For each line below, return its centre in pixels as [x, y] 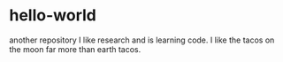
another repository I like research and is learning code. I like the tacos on [142, 40]
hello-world [53, 15]
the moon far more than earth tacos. [75, 49]
